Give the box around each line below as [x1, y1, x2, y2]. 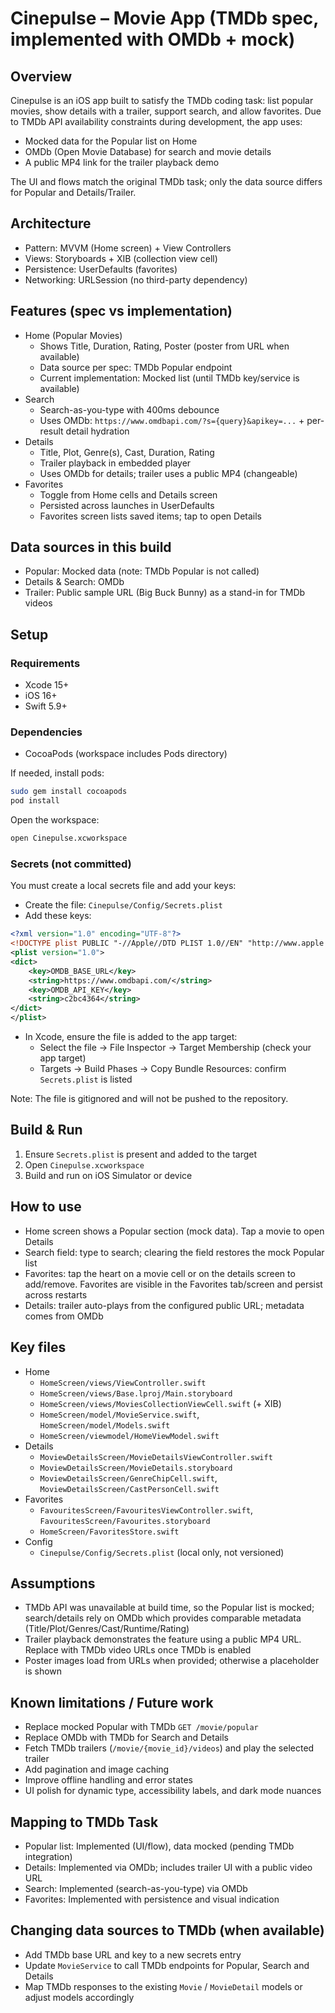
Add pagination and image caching [24, 1763, 170, 1776]
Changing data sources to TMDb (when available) [10, 1922, 325, 1939]
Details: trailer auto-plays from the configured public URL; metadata [24, 1299, 305, 1311]
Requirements [10, 656, 81, 670]
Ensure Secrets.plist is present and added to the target [24, 1148, 258, 1160]
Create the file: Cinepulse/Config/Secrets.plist [24, 899, 223, 911]
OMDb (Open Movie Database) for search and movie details [24, 146, 272, 157]
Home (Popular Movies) [24, 329, 123, 341]
